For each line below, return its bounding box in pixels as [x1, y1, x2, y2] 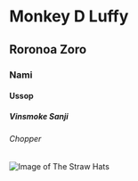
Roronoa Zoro [9, 42, 87, 57]
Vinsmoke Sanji [9, 111, 69, 121]
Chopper [9, 134, 42, 144]
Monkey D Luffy [9, 6, 129, 27]
